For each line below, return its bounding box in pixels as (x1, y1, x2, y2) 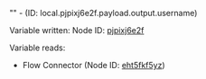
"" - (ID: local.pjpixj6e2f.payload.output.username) (9, 8, 198, 18)
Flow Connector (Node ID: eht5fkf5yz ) (22, 60, 165, 70)
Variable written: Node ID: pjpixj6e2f (9, 25, 145, 35)
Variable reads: (9, 42, 66, 53)
